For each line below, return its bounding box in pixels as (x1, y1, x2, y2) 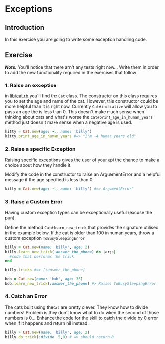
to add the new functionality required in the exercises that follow (5, 69, 137, 75)
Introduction (5, 23, 45, 32)
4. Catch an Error (5, 293, 47, 300)
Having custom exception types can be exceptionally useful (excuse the (5, 210, 152, 216)
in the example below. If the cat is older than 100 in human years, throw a (5, 230, 155, 236)
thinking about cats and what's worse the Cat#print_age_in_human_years (5, 114, 153, 120)
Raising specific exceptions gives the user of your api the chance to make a (5, 157, 160, 163)
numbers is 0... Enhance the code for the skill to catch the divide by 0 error (5, 315, 158, 321)
